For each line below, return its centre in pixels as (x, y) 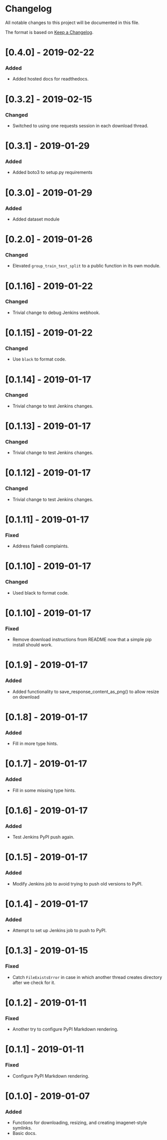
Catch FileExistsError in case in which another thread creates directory (87, 977)
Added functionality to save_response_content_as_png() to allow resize (85, 691)
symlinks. (22, 1128)
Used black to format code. (40, 592)
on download (26, 697)
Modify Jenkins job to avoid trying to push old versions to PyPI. (77, 883)
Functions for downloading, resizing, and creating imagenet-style (80, 1122)
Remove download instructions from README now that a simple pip (82, 639)
